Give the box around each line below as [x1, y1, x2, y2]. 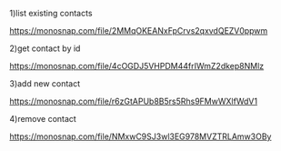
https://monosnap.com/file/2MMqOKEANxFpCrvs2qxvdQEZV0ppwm [9, 25, 268, 35]
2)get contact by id [9, 43, 81, 54]
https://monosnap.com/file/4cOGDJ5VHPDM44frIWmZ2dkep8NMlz [9, 61, 265, 71]
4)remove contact [9, 114, 77, 124]
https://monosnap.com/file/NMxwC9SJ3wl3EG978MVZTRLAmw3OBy [9, 131, 272, 142]
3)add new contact [9, 78, 81, 89]
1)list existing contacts [9, 8, 93, 18]
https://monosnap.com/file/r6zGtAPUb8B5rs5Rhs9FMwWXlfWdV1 [9, 96, 257, 106]
